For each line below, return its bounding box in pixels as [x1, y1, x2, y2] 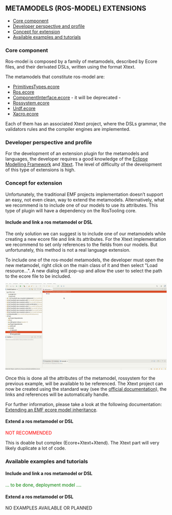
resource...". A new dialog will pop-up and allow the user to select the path [5, 267, 162, 274]
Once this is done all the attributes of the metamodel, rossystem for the [5, 375, 156, 381]
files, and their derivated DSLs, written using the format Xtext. [5, 64, 136, 70]
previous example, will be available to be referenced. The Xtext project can [5, 380, 163, 387]
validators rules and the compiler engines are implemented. [5, 126, 131, 132]
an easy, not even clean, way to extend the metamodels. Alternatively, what [5, 196, 165, 203]
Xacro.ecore [12, 111, 39, 117]
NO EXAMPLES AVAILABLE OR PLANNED [5, 505, 93, 511]
